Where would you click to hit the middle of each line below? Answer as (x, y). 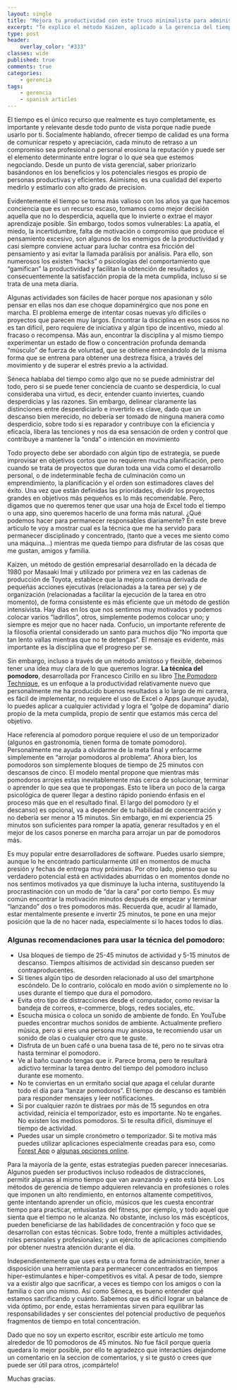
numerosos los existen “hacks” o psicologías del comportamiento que (109, 261)
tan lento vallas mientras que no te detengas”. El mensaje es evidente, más (116, 639)
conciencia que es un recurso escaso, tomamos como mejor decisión (108, 209)
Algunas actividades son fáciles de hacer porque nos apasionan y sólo (110, 297)
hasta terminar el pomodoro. (59, 1053)
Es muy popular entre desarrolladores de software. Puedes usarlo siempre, (116, 854)
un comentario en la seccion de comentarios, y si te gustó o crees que (110, 1357)
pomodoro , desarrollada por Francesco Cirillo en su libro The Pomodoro (112, 676)
